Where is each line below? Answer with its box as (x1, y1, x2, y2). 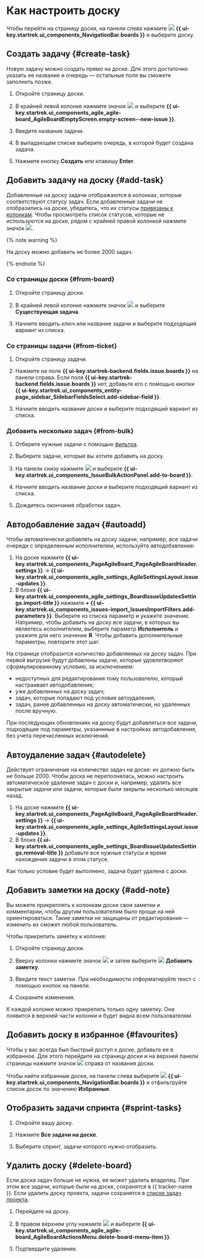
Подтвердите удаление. (15, 1245, 78, 1253)
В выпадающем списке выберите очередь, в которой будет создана (15, 139, 194, 146)
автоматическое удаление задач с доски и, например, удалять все (6, 779, 181, 786)
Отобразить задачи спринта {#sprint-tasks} (6, 1103, 182, 1113)
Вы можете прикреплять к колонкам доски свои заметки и (6, 901, 160, 908)
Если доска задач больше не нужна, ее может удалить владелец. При (6, 1176, 189, 1184)
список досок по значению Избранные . (6, 1085, 111, 1093)
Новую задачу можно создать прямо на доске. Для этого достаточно (6, 65, 188, 72)
